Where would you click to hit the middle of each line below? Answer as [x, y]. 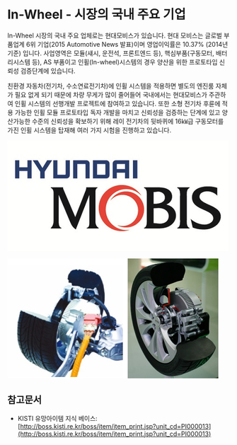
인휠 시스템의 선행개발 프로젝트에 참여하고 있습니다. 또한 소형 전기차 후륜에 [117, 103]
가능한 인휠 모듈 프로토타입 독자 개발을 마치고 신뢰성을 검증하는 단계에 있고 [117, 112]
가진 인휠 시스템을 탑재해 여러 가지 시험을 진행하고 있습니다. [89, 130]
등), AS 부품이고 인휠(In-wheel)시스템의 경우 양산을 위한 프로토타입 [125, 62]
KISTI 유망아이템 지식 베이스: [57, 418]
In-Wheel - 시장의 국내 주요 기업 [97, 15]
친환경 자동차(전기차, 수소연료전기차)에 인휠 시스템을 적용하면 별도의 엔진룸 [111, 86]
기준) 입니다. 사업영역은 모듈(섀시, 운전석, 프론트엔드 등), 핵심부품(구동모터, [111, 53]
